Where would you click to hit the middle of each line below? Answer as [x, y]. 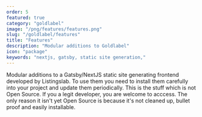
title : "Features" [30, 40]
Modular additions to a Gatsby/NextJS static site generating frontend [93, 74]
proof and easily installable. [41, 107]
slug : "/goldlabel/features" [43, 35]
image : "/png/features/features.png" [54, 29]
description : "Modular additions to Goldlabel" [68, 46]
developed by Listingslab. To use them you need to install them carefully [97, 81]
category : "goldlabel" [35, 23]
